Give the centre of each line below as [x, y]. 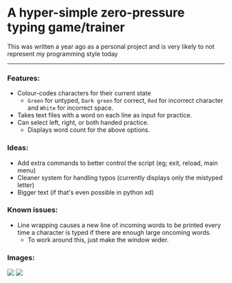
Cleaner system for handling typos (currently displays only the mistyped [120, 177]
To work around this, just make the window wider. [98, 240]
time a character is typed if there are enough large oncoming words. [114, 232]
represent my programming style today [63, 54]
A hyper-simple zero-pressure [96, 13]
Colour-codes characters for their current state [84, 93]
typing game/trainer [66, 27]
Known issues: [33, 210]
